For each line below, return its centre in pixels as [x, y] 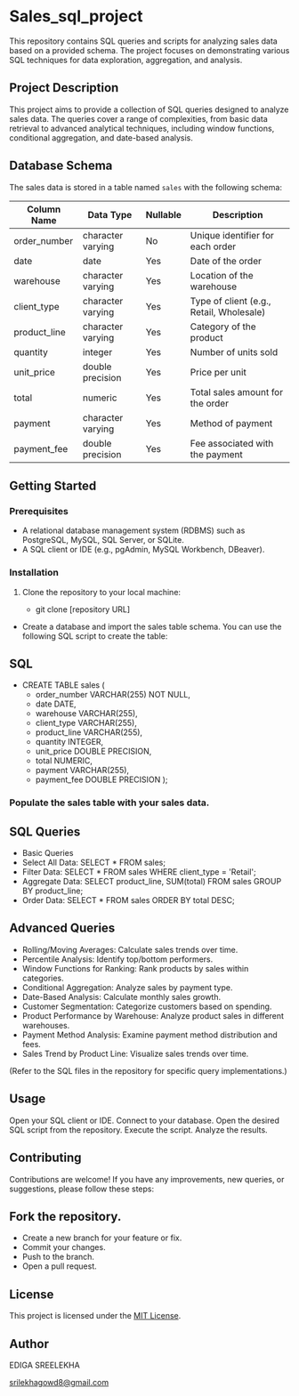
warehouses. [46, 1025]
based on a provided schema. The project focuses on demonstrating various [149, 50]
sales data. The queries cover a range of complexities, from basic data [139, 118]
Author [29, 1344]
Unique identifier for [232, 235]
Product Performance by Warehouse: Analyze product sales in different [153, 1015]
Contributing [45, 1158]
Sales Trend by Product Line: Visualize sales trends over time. [135, 1053]
